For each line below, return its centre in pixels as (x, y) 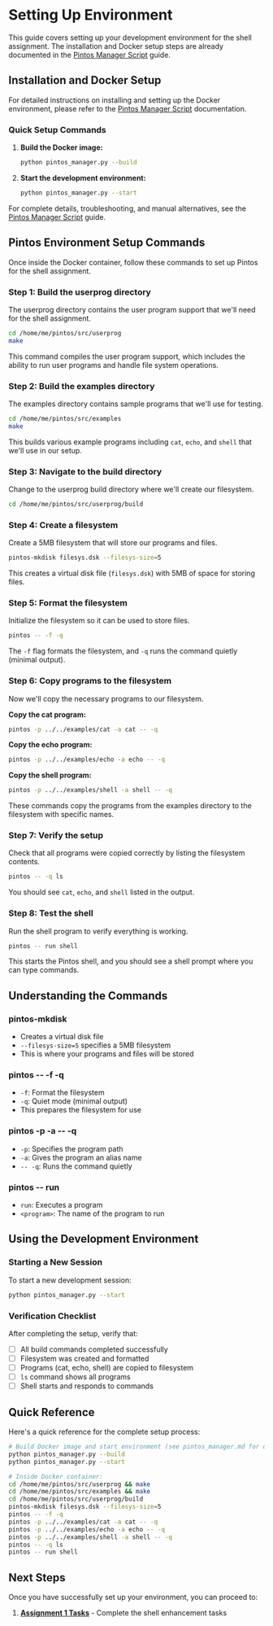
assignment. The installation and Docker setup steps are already (116, 46)
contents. (24, 862)
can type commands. (44, 970)
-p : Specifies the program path (71, 1148)
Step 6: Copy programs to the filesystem (90, 681)
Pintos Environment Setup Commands (107, 243)
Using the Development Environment (104, 1239)
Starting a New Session (56, 1262)
